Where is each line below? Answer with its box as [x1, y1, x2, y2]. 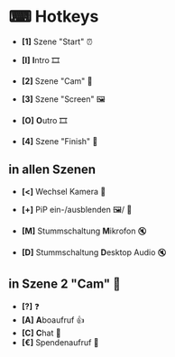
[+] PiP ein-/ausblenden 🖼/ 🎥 [21, 204, 133, 215]
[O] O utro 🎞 [21, 114, 69, 125]
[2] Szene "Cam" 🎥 [21, 75, 93, 87]
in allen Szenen [8, 162, 97, 178]
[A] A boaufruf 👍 [21, 314, 85, 325]
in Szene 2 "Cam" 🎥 [8, 277, 121, 292]
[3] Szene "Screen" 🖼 [21, 93, 106, 105]
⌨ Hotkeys [8, 6, 99, 27]
